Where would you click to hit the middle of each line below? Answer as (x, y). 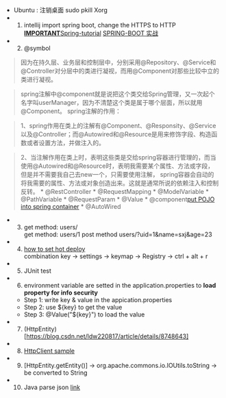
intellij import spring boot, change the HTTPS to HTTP (100, 25)
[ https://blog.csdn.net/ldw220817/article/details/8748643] (106, 336)
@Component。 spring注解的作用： (71, 111)
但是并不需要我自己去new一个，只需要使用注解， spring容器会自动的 (117, 174)
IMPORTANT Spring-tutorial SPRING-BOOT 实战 (91, 33)
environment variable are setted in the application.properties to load (120, 285)
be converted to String (55, 373)
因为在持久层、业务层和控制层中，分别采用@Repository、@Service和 (118, 62)
